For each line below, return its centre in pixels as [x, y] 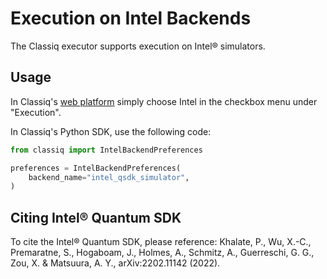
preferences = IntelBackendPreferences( [96, 168]
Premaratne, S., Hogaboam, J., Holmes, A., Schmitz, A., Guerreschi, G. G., [162, 253]
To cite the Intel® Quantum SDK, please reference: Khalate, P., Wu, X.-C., [161, 242]
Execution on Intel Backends [131, 18]
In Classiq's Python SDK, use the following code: [111, 131]
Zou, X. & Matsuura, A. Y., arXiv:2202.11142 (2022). [115, 263]
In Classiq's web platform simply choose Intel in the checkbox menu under [164, 101]
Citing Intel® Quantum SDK [96, 217]
